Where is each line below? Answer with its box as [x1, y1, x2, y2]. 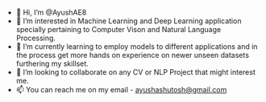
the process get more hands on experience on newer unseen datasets [15, 51, 250, 59]
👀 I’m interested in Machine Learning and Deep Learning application [15, 16, 242, 26]
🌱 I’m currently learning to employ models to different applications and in [15, 42, 258, 51]
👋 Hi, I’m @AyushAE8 [15, 8, 87, 17]
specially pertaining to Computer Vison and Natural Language [15, 25, 222, 34]
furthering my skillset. [15, 59, 89, 68]
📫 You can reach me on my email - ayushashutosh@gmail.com [15, 85, 227, 94]
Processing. [15, 33, 56, 43]
